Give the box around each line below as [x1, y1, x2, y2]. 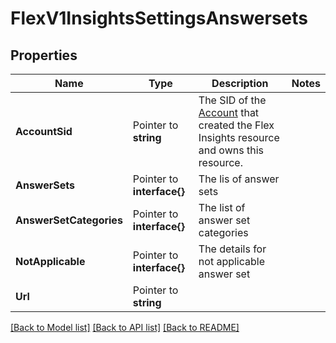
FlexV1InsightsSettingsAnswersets [10, 7, 308, 30]
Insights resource [198, 131, 280, 144]
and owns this [198, 143, 264, 157]
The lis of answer [198, 172, 280, 186]
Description [211, 77, 269, 90]
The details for [198, 242, 267, 256]
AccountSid [15, 125, 73, 138]
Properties [10, 47, 78, 64]
